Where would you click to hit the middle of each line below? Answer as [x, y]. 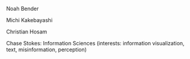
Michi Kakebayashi [29, 20]
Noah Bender [22, 9]
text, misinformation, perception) [47, 49]
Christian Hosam [27, 32]
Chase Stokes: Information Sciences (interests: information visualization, [95, 43]
